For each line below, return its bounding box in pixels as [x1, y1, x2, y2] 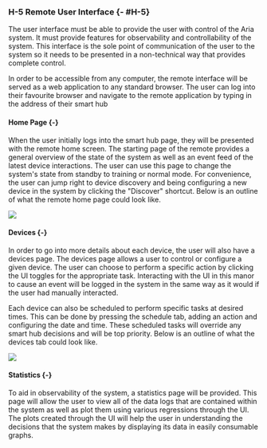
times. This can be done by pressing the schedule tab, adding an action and [8, 312, 257, 321]
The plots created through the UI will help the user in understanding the [8, 413, 243, 422]
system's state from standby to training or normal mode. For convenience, [8, 169, 252, 179]
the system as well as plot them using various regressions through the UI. [8, 405, 249, 415]
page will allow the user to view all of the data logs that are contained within [8, 396, 257, 406]
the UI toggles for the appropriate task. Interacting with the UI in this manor [8, 270, 255, 281]
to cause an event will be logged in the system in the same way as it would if [8, 279, 260, 289]
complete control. [8, 58, 66, 68]
